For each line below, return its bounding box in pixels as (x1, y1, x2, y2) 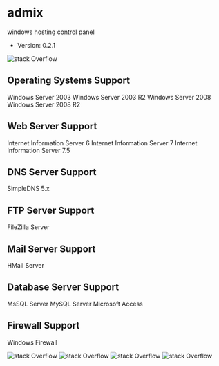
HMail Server (7, 262, 45, 269)
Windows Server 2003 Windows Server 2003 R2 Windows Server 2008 (7, 93, 211, 101)
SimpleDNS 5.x (7, 185, 50, 193)
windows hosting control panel (7, 28, 95, 36)
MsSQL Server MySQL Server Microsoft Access (7, 300, 143, 308)
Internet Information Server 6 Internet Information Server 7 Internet (7, 138, 198, 147)
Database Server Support (7, 282, 120, 293)
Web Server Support (7, 120, 97, 132)
